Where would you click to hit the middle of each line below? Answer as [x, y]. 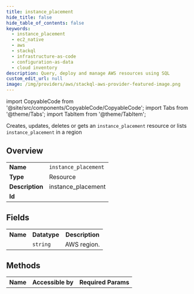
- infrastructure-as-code [44, 56]
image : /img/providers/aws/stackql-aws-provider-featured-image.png [93, 85]
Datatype [46, 235]
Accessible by [53, 283]
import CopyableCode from [40, 101]
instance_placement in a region [44, 132]
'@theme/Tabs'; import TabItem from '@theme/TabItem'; [76, 114]
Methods [23, 265]
